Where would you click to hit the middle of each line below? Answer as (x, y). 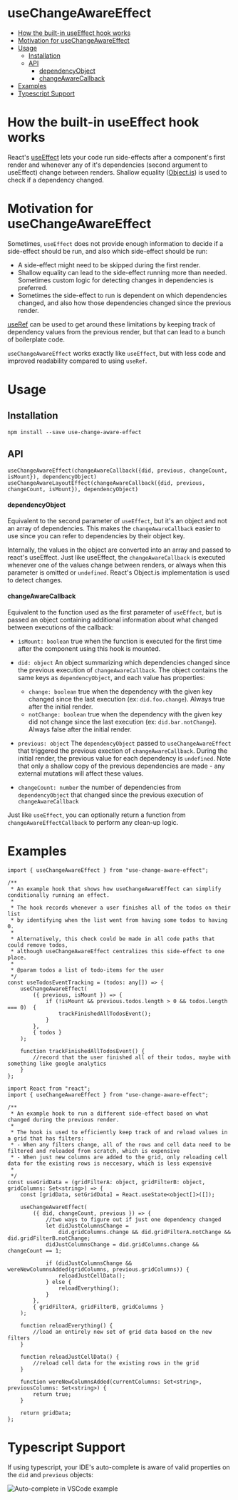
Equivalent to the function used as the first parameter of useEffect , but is (115, 612)
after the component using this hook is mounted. (89, 649)
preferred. (32, 287)
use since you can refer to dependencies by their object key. (96, 535)
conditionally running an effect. (59, 895)
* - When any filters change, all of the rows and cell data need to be (121, 1145)
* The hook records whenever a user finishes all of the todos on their (121, 908)
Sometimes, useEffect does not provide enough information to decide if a (115, 243)
